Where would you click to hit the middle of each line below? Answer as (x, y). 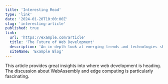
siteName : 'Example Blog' (37, 51)
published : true (22, 28)
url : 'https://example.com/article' (48, 38)
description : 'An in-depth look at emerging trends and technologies (83, 47)
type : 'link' (19, 14)
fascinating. (17, 76)
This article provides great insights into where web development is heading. (83, 66)
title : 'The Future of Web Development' (52, 42)
